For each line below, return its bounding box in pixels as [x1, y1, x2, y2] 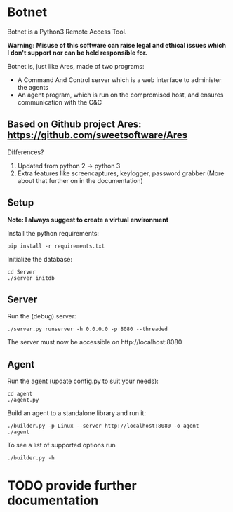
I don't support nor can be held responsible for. [7, 48, 147, 57]
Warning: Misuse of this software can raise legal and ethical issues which [7, 41, 227, 49]
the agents [17, 83, 49, 91]
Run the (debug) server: [7, 312, 76, 321]
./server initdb [7, 274, 55, 281]
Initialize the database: [7, 255, 72, 263]
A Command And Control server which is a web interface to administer [17, 75, 222, 84]
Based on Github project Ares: [7, 119, 142, 130]
